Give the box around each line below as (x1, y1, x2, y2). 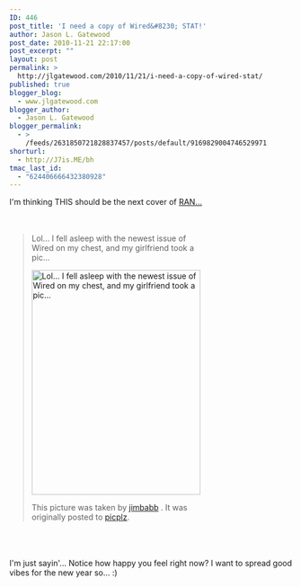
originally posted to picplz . (31, 511, 130, 522)
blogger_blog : (9, 88, 63, 97)
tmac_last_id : (9, 164, 63, 173)
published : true (9, 80, 70, 89)
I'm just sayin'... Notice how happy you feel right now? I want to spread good (9, 558, 293, 569)
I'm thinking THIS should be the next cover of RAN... (9, 197, 203, 208)
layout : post (9, 55, 58, 64)
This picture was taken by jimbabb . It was (31, 503, 188, 513)
